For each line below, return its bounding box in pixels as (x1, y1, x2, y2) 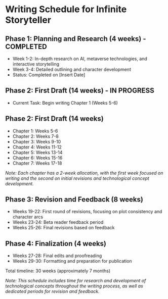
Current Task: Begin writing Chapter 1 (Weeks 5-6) (12, 99, 118, 106)
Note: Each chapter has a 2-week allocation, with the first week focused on (5, 170, 163, 176)
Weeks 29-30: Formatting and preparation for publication (12, 258, 133, 264)
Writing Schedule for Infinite (5, 4, 127, 15)
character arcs (12, 214, 44, 220)
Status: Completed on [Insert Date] (12, 72, 86, 78)
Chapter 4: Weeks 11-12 (12, 144, 62, 150)
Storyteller (5, 14, 52, 26)
